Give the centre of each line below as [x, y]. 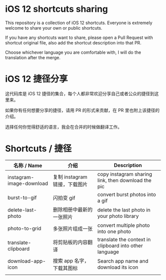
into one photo [114, 231]
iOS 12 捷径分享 [37, 79]
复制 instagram [70, 177]
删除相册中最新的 [73, 210]
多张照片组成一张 [73, 229]
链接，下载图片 [70, 184]
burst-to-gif [22, 197]
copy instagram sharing [124, 174]
